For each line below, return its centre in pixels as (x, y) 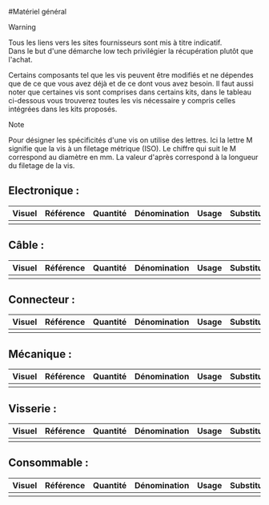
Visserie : (33, 409)
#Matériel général (37, 12)
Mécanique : (40, 354)
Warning (22, 27)
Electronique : (44, 191)
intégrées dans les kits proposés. (63, 109)
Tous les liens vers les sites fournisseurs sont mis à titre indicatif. (115, 42)
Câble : (26, 245)
